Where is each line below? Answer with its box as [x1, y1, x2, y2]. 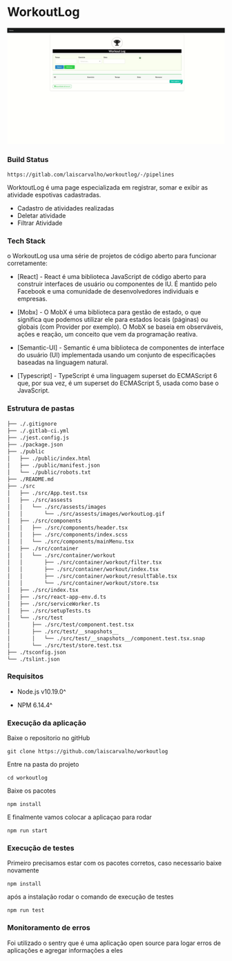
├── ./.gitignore [7, 420, 57, 427]
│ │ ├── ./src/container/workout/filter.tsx [7, 559, 162, 566]
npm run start [7, 827, 48, 834]
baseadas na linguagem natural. [17, 358, 109, 367]
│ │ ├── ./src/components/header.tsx [7, 524, 128, 531]
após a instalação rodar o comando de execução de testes [7, 892, 174, 901]
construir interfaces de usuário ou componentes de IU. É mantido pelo [17, 280, 217, 288]
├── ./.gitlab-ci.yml [7, 427, 70, 434]
